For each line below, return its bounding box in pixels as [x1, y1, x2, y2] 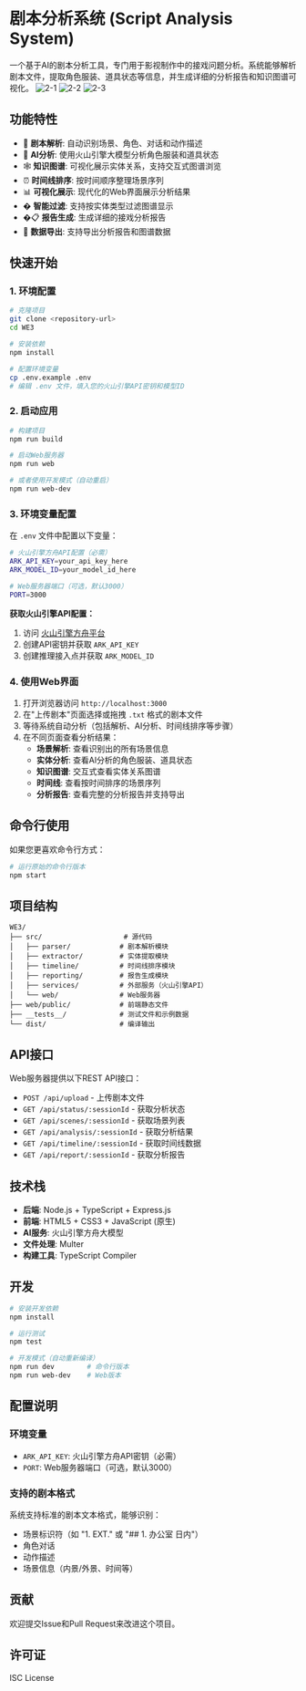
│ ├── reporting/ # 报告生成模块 [9, 971, 168, 980]
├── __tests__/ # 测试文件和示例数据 [9, 1010, 189, 1020]
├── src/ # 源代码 [9, 932, 153, 942]
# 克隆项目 [9, 306, 46, 316]
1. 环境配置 [9, 285, 56, 297]
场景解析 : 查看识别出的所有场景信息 [36, 742, 169, 753]
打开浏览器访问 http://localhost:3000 [22, 697, 168, 708]
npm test [9, 1337, 43, 1346]
